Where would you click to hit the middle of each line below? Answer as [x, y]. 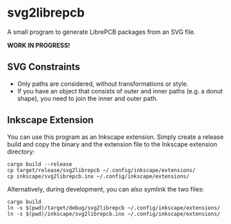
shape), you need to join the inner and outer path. [88, 98]
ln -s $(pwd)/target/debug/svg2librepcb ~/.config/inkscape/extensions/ [114, 208]
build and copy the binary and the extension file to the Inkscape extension [112, 144]
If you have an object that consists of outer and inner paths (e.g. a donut [120, 91]
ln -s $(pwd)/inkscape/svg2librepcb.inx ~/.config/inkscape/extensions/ [114, 214]
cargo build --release [40, 164]
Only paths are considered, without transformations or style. [103, 84]
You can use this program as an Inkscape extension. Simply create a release [115, 137]
